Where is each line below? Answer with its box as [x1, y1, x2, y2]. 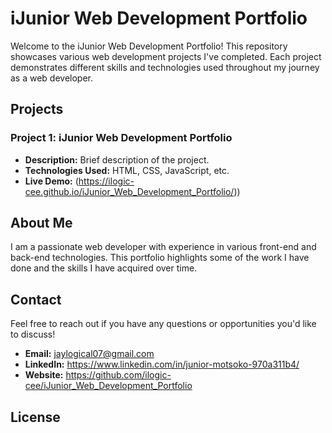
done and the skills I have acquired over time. [10, 262, 198, 274]
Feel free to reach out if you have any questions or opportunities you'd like [10, 318, 317, 330]
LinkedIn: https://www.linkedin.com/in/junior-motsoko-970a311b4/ [24, 358, 300, 371]
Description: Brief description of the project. [24, 153, 210, 166]
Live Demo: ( [24, 175, 79, 187]
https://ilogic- [78, 175, 135, 187]
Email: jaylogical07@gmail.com [24, 348, 155, 360]
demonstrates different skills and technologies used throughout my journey [10, 61, 320, 73]
